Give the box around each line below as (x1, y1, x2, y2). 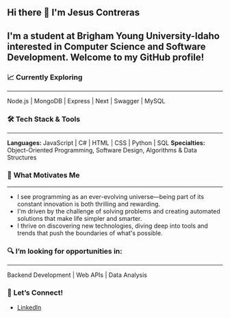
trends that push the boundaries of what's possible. (16, 228, 163, 237)
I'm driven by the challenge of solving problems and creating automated (16, 207, 220, 215)
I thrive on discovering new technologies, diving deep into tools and (16, 222, 209, 230)
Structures (7, 153, 37, 161)
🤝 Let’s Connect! (7, 288, 64, 297)
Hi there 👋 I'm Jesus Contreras (7, 7, 140, 18)
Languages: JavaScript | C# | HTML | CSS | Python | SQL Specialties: (7, 139, 205, 147)
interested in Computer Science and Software (7, 40, 206, 52)
